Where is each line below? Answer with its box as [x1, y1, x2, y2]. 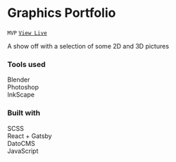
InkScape [7, 90, 35, 99]
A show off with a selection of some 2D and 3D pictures [7, 42, 170, 50]
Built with [7, 108, 41, 118]
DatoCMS [7, 139, 35, 147]
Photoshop [7, 83, 39, 92]
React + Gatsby [7, 132, 52, 140]
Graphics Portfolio [7, 5, 116, 21]
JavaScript [7, 147, 39, 155]
